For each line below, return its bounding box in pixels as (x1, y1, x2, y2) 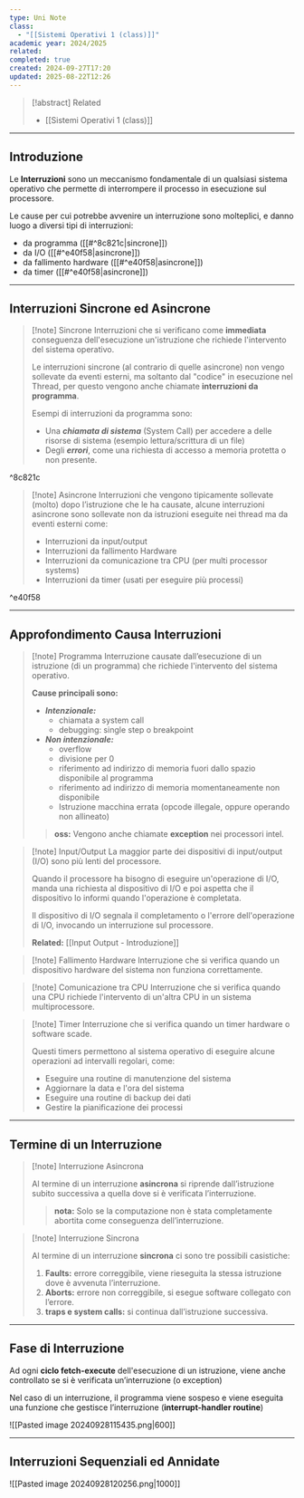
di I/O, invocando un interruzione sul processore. (31, 920, 214, 931)
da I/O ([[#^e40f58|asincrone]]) (22, 246, 141, 258)
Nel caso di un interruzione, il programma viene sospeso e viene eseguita (9, 1392, 283, 1403)
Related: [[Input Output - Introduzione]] (31, 937, 179, 948)
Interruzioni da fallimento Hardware (44, 545, 177, 557)
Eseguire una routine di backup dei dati (44, 1092, 192, 1103)
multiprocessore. (31, 1002, 95, 1013)
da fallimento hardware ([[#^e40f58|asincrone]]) (22, 256, 204, 267)
